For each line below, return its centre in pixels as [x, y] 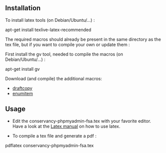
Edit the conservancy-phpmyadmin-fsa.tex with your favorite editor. [82, 121]
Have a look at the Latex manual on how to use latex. [66, 126]
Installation [23, 8]
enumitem [23, 93]
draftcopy [22, 88]
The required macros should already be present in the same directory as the [83, 39]
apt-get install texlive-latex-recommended [48, 30]
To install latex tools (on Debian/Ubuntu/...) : [50, 20]
